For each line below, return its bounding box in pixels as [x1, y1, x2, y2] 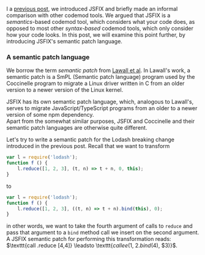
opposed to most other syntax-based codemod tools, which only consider [6, 24, 194, 32]
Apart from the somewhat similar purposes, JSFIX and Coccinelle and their [6, 117, 195, 125]
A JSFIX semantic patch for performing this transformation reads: [6, 235, 171, 243]
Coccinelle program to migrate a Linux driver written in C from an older [6, 79, 185, 87]
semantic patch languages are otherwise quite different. [6, 124, 147, 131]
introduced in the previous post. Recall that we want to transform [6, 142, 170, 150]
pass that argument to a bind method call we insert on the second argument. [6, 229, 199, 236]
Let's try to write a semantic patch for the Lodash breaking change [6, 136, 174, 143]
